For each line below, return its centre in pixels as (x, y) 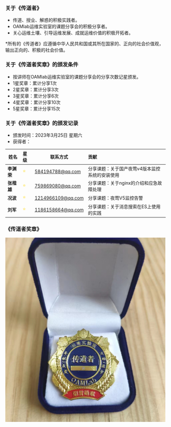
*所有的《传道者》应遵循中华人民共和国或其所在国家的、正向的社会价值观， (84, 44)
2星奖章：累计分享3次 (35, 89)
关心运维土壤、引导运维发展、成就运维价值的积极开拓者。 (73, 33)
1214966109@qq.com (59, 198)
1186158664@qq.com (59, 210)
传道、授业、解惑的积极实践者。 (46, 20)
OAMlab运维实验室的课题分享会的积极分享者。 (61, 27)
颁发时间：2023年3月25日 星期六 (47, 135)
